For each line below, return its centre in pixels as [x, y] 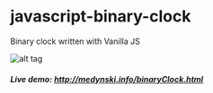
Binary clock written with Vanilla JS [75, 41]
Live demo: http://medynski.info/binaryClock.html [107, 79]
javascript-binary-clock [101, 17]
